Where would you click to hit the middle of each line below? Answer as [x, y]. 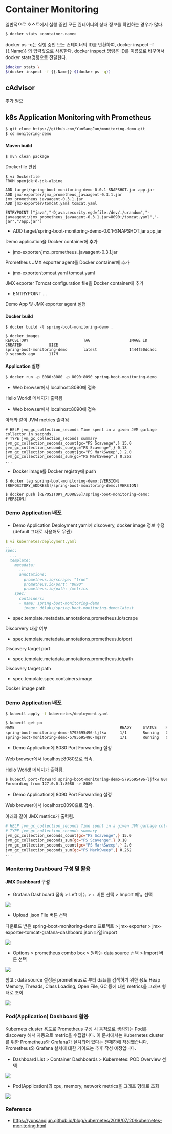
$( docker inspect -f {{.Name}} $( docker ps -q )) [58, 72]
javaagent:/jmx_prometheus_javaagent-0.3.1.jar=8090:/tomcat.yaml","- [82, 217]
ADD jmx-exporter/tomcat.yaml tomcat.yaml [51, 204]
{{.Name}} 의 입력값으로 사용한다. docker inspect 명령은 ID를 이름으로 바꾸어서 [85, 51]
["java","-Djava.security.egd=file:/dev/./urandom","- [90, 213]
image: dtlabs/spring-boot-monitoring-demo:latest [79, 608]
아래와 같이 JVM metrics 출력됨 [37, 420]
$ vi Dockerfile [23, 177]
